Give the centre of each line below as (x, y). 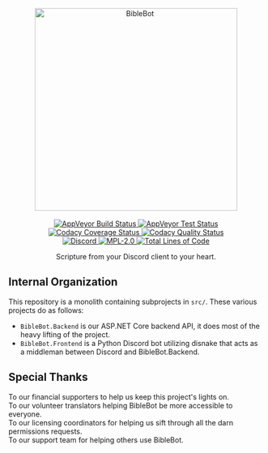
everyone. (25, 414)
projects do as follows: (46, 310)
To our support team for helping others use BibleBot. (96, 440)
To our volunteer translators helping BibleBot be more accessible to (121, 405)
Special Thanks (48, 377)
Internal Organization (63, 282)
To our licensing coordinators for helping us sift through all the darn (121, 422)
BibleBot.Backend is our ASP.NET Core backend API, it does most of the (140, 326)
